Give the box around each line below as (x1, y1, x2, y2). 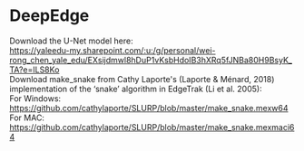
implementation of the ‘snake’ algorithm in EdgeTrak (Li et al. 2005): (9, 83, 262, 94)
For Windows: (9, 92, 62, 104)
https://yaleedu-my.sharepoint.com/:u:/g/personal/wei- (9, 44, 216, 55)
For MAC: (9, 112, 45, 123)
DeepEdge (9, 5, 90, 26)
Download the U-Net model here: (9, 35, 133, 46)
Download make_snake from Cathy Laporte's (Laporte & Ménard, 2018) (9, 73, 275, 84)
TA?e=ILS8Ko (9, 64, 60, 75)
